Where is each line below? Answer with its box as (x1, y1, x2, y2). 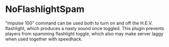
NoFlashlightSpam (5, 3, 85, 15)
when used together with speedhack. (5, 36, 83, 42)
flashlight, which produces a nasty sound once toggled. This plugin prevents (5, 25, 164, 31)
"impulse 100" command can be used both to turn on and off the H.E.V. (5, 20, 153, 26)
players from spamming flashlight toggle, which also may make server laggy (5, 30, 164, 36)
